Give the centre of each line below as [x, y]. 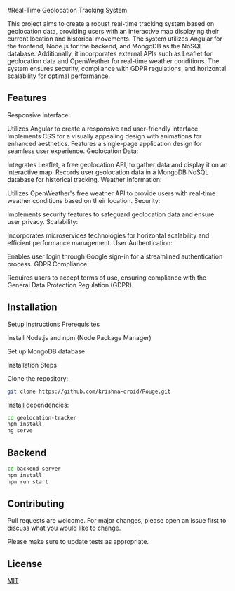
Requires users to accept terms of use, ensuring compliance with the [107, 278]
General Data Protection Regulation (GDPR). [70, 285]
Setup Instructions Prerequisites [54, 324]
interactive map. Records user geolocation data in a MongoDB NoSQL [108, 172]
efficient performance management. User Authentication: [90, 242]
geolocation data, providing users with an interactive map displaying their [113, 31]
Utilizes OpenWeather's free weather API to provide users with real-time [112, 193]
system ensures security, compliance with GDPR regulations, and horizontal [117, 69]
